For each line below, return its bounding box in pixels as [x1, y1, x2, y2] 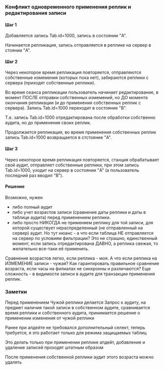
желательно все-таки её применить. [12, 245, 89, 251]
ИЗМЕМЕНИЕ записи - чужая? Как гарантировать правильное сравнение [5, 260, 160, 266]
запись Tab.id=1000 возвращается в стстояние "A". [5, 134, 112, 140]
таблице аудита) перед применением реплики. [12, 214, 111, 220]
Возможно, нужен [5, 194, 43, 200]
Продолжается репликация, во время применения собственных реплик [5, 129, 157, 135]
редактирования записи [5, 9, 67, 16]
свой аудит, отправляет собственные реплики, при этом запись [5, 162, 140, 168]
